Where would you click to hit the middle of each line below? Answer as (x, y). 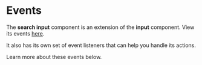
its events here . (25, 33)
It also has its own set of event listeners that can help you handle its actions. (101, 45)
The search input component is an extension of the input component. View (100, 27)
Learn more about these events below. (54, 57)
